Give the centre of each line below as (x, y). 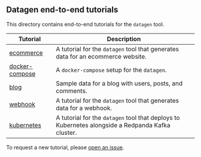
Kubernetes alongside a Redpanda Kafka (113, 125)
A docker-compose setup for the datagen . (111, 70)
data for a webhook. (84, 108)
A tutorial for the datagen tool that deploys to (118, 118)
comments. (72, 91)
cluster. (66, 133)
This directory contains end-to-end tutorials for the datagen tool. (85, 24)
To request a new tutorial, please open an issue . (65, 147)
